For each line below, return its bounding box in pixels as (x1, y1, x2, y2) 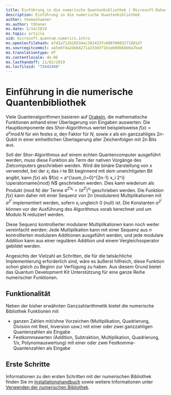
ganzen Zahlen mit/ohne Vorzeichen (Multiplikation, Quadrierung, (13, 318, 150, 324)
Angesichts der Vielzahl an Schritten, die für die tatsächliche (6, 253, 132, 259)
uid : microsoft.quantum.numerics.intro (6, 36, 90, 41)
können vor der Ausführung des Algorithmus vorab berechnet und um (6, 206, 152, 212)
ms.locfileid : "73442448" (6, 64, 60, 69)
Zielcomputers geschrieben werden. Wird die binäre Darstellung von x (6, 162, 153, 168)
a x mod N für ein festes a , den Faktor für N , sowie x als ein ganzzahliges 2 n (6, 130, 162, 137)
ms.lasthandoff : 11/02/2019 (6, 60, 65, 65)
